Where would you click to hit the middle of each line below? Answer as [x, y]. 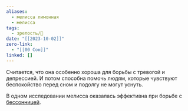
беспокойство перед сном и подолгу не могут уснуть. [75, 84]
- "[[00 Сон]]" [30, 50]
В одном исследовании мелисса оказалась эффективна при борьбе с [94, 96]
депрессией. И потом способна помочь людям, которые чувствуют [92, 78]
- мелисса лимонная [35, 17]
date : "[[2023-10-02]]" [35, 39]
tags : [13, 28]
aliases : [17, 11]
